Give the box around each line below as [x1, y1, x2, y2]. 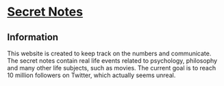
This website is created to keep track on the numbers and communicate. [7, 49, 212, 57]
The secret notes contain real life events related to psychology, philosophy [7, 57, 218, 65]
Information [7, 31, 59, 43]
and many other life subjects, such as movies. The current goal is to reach [7, 64, 216, 72]
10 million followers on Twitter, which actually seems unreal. [7, 71, 176, 79]
